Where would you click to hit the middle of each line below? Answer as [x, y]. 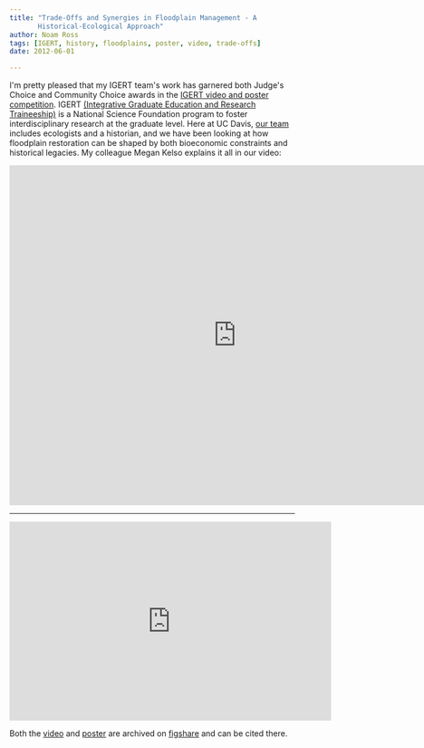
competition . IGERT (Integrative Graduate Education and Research [133, 104]
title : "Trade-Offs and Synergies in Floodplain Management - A [133, 18]
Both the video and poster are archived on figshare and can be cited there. [149, 733]
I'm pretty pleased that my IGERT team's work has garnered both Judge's [147, 85]
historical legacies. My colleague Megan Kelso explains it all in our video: [146, 153]
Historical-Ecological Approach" [101, 26]
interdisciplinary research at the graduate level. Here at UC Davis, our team [149, 124]
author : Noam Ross [44, 34]
